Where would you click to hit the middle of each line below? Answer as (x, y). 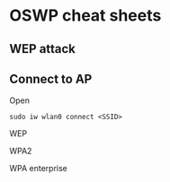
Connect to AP (51, 78)
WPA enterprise (38, 169)
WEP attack (43, 49)
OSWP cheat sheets (85, 16)
